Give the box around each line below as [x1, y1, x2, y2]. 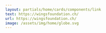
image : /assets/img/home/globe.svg [5, 20, 79, 26]
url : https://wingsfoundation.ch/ [5, 16, 77, 21]
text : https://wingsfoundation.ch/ [5, 12, 79, 16]
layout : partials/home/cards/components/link [5, 7, 101, 12]
